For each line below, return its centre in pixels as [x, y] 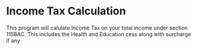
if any [13, 40]
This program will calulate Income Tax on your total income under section [97, 28]
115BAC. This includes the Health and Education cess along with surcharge [98, 34]
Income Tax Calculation [66, 11]
